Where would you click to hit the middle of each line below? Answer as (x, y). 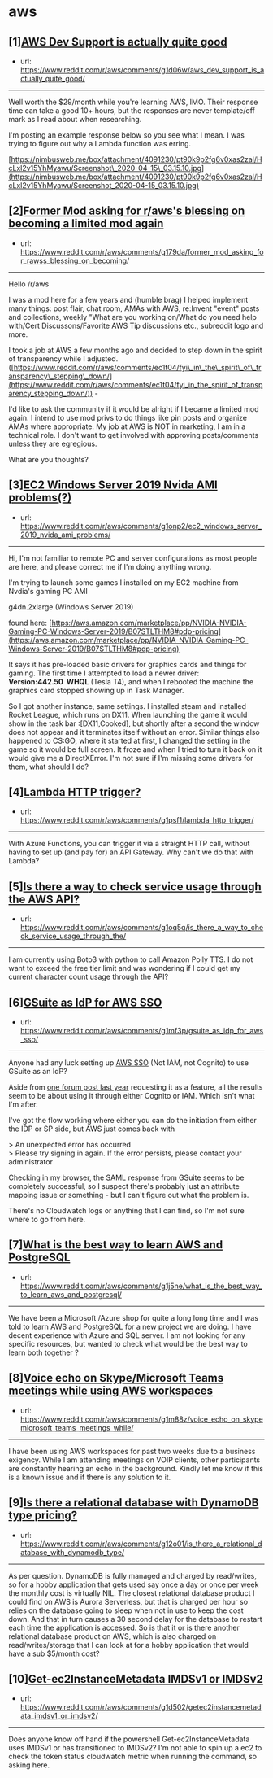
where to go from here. (47, 1220)
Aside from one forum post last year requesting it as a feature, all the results (136, 1087)
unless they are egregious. (53, 443)
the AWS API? (44, 899)
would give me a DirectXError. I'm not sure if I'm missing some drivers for (131, 758)
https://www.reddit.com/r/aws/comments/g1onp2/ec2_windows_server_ (141, 526)
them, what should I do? (49, 767)
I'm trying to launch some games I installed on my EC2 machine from (123, 582)
